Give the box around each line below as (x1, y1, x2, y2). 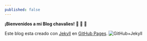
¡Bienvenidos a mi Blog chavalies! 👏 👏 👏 (4, 21, 87, 27)
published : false (4, 7, 40, 12)
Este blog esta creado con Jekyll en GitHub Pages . (4, 30, 108, 36)
